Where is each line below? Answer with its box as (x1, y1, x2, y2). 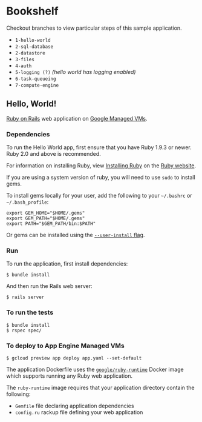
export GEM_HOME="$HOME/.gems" (6, 210, 85, 216)
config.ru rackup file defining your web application (15, 408, 143, 416)
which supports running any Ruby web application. (6, 372, 133, 380)
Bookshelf (6, 4, 59, 18)
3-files (15, 56, 34, 62)
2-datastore (15, 50, 45, 56)
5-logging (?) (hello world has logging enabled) (15, 68, 136, 75)
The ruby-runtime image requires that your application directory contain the (6, 384, 195, 391)
